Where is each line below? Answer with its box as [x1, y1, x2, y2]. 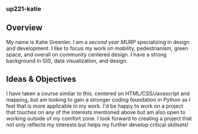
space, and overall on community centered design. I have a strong [6, 51, 167, 58]
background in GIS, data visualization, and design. [6, 57, 128, 64]
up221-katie [6, 5, 41, 13]
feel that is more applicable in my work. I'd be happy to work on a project [6, 102, 183, 109]
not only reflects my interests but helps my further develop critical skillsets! [6, 121, 189, 128]
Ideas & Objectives [6, 74, 77, 84]
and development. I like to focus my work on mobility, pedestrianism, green [6, 45, 189, 52]
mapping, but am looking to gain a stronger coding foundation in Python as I [6, 96, 191, 103]
